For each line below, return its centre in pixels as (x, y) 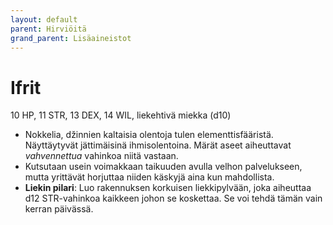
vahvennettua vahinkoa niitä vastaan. (101, 156)
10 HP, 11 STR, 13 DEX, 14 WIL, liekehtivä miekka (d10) (121, 115)
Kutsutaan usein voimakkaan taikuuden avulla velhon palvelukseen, (163, 167)
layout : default (44, 19)
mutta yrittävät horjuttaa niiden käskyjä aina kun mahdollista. (149, 177)
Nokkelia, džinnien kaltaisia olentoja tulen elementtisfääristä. (149, 135)
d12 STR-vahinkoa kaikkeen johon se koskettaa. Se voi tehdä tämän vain (173, 198)
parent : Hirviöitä (48, 29)
